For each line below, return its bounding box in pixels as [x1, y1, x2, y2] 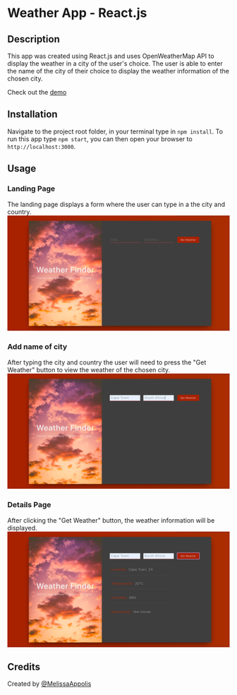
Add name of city [7, 342, 68, 352]
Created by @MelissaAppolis [7, 679, 92, 688]
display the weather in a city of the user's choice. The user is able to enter [7, 59, 224, 68]
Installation [7, 108, 58, 121]
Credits [7, 661, 41, 673]
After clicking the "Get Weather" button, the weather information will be [7, 516, 215, 524]
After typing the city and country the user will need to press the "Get [7, 358, 207, 367]
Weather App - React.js [7, 5, 147, 21]
